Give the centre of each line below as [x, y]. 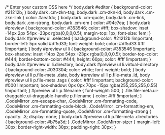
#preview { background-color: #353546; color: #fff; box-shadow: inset [77, 28]
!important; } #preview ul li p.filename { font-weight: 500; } [65, 91]
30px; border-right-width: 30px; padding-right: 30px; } [61, 127]
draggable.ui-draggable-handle [37, 96]
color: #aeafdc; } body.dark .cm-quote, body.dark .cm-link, [85, 17]
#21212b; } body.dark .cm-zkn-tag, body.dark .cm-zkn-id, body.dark [75, 12]
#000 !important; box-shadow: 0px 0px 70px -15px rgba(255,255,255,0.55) [81, 85]
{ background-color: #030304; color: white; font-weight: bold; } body [76, 70]
